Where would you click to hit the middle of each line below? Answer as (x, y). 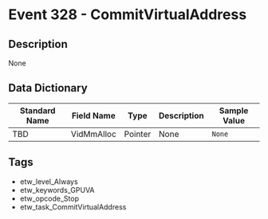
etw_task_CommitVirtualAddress (73, 207)
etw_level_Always (49, 182)
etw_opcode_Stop (49, 198)
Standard (37, 111)
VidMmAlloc (94, 134)
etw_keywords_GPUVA (57, 190)
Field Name (93, 115)
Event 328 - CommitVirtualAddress (128, 15)
